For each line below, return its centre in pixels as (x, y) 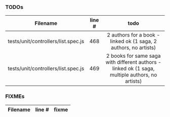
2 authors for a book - (134, 35)
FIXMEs (15, 96)
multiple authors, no (133, 75)
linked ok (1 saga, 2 (134, 42)
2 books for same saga (133, 56)
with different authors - (134, 62)
